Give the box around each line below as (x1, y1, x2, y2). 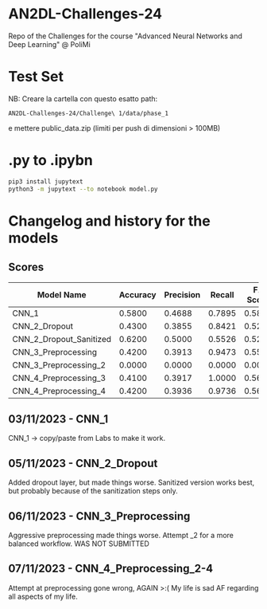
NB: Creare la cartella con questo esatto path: (8, 93, 158, 104)
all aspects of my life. (8, 591, 78, 601)
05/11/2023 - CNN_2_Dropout (8, 456, 158, 470)
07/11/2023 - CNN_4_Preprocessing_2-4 (8, 562, 213, 576)
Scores (8, 261, 44, 274)
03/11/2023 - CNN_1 (8, 412, 109, 426)
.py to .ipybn (8, 151, 93, 170)
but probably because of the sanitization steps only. (8, 486, 179, 496)
